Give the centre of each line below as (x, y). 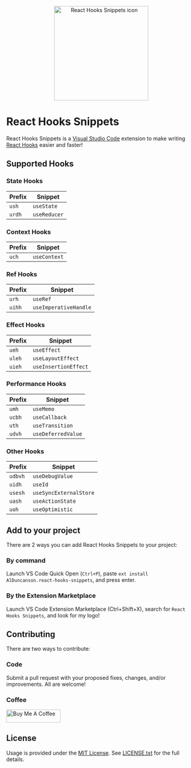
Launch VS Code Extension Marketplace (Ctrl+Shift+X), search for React (96, 609)
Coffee (17, 700)
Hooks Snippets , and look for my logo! (53, 615)
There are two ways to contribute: (48, 649)
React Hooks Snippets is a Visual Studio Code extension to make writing (96, 138)
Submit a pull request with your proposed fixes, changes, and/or (86, 677)
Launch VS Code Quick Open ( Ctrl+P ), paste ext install (77, 573)
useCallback (50, 417)
